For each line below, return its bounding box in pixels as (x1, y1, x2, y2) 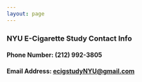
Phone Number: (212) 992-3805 (6, 50, 103, 60)
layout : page (6, 10, 45, 18)
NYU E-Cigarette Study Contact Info (6, 33, 132, 43)
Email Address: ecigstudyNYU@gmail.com (6, 67, 135, 75)
